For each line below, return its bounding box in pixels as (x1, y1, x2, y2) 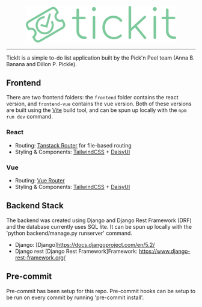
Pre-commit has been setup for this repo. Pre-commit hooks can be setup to (6, 287, 196, 294)
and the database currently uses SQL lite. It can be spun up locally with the (6, 223, 192, 230)
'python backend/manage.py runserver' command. (6, 229, 132, 237)
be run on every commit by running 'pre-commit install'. (6, 294, 144, 301)
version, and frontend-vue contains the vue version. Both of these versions (6, 100, 192, 108)
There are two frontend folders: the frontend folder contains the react (6, 94, 179, 101)
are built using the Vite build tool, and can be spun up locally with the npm (6, 107, 187, 114)
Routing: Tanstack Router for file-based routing (14, 141, 132, 149)
